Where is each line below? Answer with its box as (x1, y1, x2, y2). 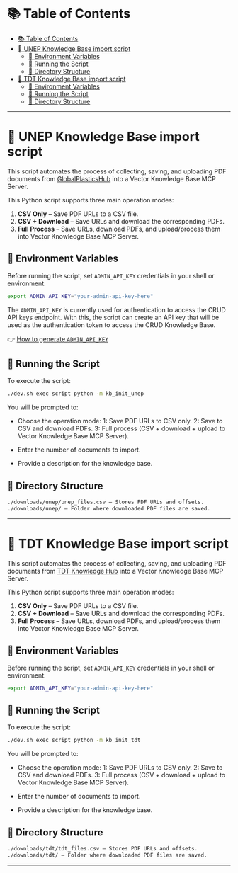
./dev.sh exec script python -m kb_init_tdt (7, 737, 141, 744)
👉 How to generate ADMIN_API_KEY (7, 334, 108, 343)
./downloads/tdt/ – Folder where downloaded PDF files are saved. (7, 851, 208, 859)
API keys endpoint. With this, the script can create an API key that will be (7, 313, 220, 321)
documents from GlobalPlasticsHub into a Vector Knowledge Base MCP (7, 174, 216, 183)
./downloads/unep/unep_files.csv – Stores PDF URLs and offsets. (7, 498, 204, 506)
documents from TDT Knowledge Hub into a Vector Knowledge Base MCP (7, 566, 224, 575)
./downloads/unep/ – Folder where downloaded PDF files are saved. (7, 505, 211, 512)
